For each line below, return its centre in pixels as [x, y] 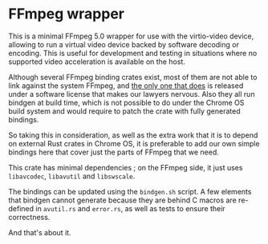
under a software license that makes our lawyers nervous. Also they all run [132, 94]
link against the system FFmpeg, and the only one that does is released [126, 86]
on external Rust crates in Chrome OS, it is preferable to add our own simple [134, 143]
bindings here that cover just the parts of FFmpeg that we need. [114, 152]
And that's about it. [40, 232]
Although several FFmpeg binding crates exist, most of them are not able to [133, 77]
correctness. [29, 217]
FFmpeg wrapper [66, 14]
